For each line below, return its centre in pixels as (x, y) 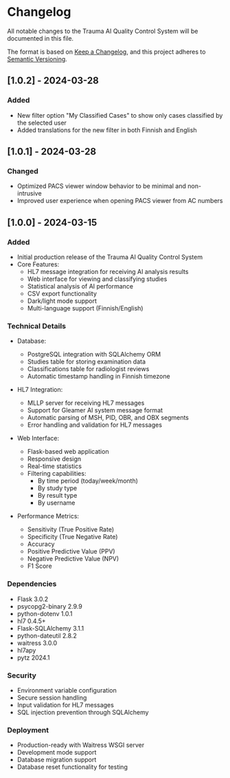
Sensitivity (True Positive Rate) (71, 529)
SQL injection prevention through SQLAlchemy (83, 712)
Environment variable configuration (67, 690)
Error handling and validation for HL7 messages (95, 425)
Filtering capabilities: (57, 474)
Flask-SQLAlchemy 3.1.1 (50, 628)
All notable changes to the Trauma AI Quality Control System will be (103, 31)
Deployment (28, 730)
